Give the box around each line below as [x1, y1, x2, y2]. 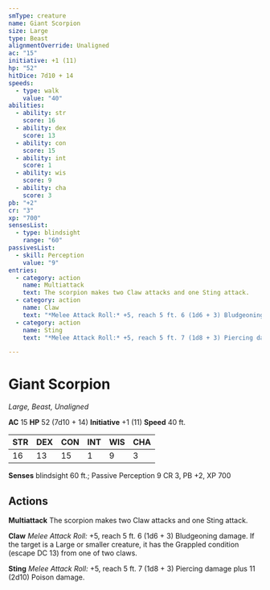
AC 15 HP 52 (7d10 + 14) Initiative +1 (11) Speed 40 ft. [8, 418, 186, 427]
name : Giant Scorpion [8, 19, 81, 27]
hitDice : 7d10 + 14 [8, 72, 74, 80]
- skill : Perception [15, 251, 84, 259]
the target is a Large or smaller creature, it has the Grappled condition [8, 540, 239, 549]
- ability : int [15, 154, 67, 162]
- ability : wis [15, 169, 67, 177]
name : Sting [22, 326, 63, 334]
